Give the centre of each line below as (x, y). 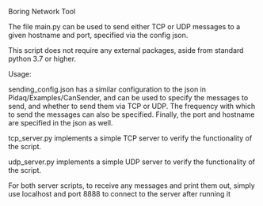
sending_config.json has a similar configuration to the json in (107, 89)
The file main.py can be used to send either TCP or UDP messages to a (124, 26)
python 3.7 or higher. (42, 59)
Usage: (20, 74)
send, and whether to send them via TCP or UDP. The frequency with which (132, 106)
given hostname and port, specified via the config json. (98, 35)
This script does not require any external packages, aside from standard (126, 50)
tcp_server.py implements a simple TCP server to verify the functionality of (130, 138)
